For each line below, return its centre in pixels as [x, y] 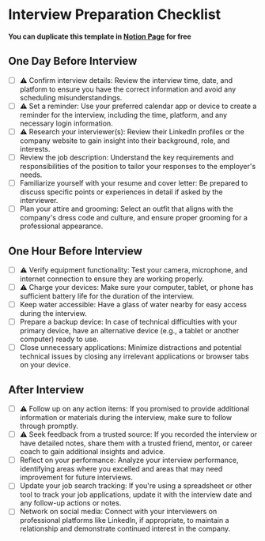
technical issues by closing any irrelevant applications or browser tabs [134, 356]
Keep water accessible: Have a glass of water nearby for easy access [133, 305]
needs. [31, 175]
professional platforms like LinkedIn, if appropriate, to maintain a [124, 520]
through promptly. [49, 426]
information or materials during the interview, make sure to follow [125, 418]
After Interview [46, 390]
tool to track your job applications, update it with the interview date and [136, 494]
